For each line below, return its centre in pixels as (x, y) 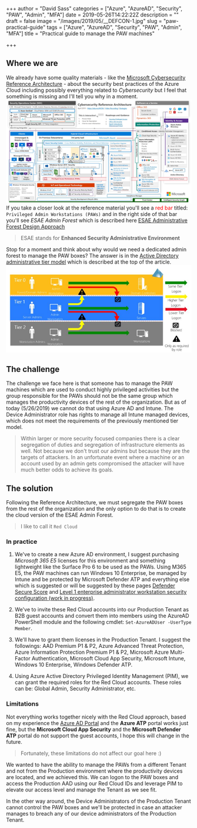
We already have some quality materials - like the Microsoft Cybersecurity (96, 77)
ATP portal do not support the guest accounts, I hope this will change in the (98, 736)
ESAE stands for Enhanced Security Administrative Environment (100, 238)
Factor (22, 659)
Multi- (178, 652)
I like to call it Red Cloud (49, 527)
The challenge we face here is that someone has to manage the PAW (89, 383)
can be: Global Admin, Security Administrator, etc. (75, 689)
